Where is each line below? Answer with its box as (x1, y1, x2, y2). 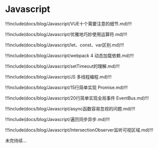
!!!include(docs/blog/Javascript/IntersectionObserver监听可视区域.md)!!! (5, 126, 154, 133)
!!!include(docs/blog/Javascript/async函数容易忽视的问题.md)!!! (5, 105, 136, 111)
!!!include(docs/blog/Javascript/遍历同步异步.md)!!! (5, 116, 110, 122)
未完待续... (5, 137, 27, 143)
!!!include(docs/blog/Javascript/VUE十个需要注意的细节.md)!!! (5, 20, 132, 26)
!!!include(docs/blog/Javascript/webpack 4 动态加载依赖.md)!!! (5, 52, 134, 58)
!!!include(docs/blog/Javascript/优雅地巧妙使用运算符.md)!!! (5, 31, 128, 37)
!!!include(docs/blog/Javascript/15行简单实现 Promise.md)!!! (5, 84, 128, 90)
